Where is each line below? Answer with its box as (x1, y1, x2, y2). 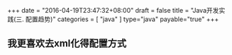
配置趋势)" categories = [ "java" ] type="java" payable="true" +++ (26, 15, 219, 23)
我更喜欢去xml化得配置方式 (7, 37, 127, 49)
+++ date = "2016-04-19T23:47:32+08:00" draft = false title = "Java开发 (7, 6, 219, 14)
